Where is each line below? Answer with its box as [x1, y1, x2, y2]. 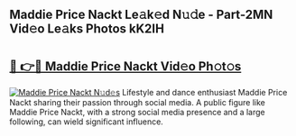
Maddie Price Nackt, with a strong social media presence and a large [9, 107, 265, 117]
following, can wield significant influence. [9, 116, 164, 127]
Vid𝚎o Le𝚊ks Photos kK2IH [9, 22, 165, 37]
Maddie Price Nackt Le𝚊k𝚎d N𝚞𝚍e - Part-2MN [9, 7, 273, 23]
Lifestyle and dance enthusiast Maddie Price [121, 87, 288, 97]
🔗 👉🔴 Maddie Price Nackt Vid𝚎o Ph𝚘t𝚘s [9, 59, 242, 74]
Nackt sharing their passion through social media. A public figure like [9, 97, 266, 107]
